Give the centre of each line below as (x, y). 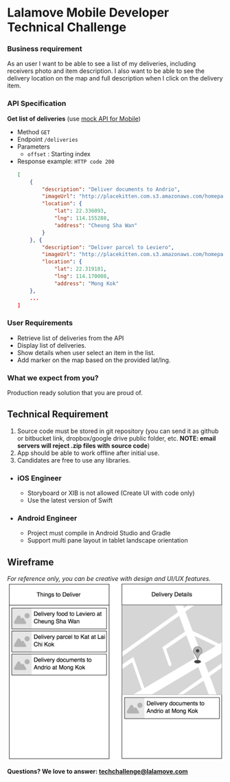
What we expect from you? (53, 378)
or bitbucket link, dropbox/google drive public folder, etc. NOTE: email (116, 438)
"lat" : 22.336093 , (80, 211)
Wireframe (31, 562)
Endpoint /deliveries (47, 139)
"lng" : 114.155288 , (82, 218)
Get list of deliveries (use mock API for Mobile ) (74, 118)
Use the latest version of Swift (70, 500)
